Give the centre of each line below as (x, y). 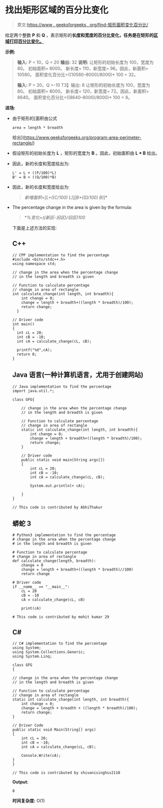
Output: (20, 782)
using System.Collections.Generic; (49, 652)
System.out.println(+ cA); (58, 486)
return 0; (27, 354)
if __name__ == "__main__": (41, 587)
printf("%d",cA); (35, 350)
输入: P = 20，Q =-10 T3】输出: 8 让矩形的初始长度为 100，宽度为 (84, 85)
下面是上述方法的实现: (34, 228)
